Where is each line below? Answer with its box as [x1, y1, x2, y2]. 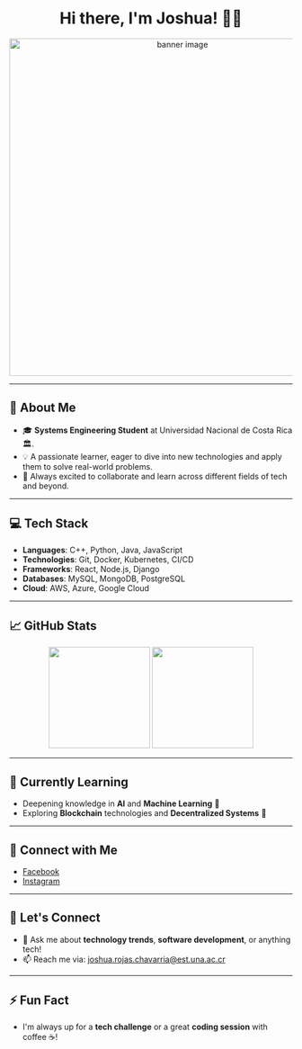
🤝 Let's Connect [9, 910, 101, 926]
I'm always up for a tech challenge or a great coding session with [22, 1021, 268, 1032]
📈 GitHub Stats [9, 618, 97, 633]
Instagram [22, 876, 60, 886]
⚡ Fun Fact [9, 993, 69, 1009]
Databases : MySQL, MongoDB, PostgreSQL [22, 573, 186, 584]
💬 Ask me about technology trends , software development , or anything [22, 934, 291, 945]
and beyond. [22, 480, 69, 491]
